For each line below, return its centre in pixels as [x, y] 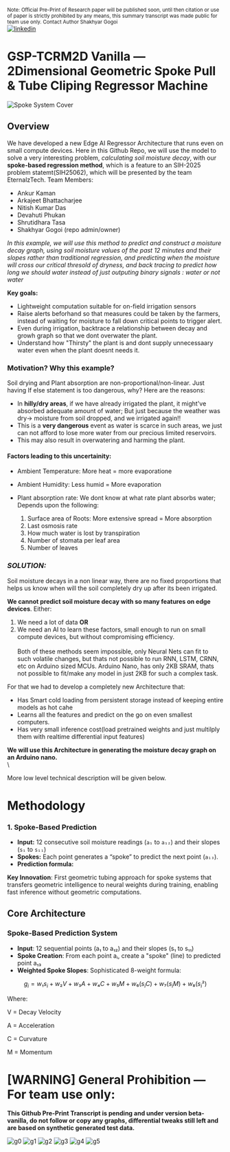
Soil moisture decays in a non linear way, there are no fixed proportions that [114, 580]
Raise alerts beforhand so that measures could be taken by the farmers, [119, 313]
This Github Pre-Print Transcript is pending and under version [97, 1113]
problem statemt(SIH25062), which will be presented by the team [100, 172]
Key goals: [23, 293]
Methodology [46, 805]
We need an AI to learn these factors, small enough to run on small [111, 629]
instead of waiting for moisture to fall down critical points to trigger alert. [119, 321]
